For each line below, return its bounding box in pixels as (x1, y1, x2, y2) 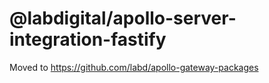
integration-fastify (9, 28, 167, 51)
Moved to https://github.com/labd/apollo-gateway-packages (9, 61, 259, 73)
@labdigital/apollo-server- (9, 7, 237, 30)
